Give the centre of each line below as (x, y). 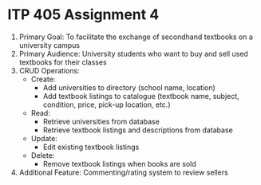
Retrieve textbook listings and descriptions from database (138, 130)
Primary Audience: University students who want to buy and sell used (133, 53)
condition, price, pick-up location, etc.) (107, 104)
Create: (43, 79)
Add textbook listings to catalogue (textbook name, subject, (141, 96)
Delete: (43, 155)
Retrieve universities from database (101, 121)
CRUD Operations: (49, 70)
